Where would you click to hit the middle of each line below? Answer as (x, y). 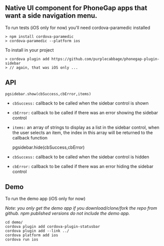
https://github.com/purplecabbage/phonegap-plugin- (106, 59)
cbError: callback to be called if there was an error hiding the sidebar (83, 166)
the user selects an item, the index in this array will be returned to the (82, 133)
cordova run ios (22, 240)
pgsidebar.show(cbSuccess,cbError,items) (48, 94)
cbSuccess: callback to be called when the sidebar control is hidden (81, 157)
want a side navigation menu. (51, 16)
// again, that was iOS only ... (44, 68)
